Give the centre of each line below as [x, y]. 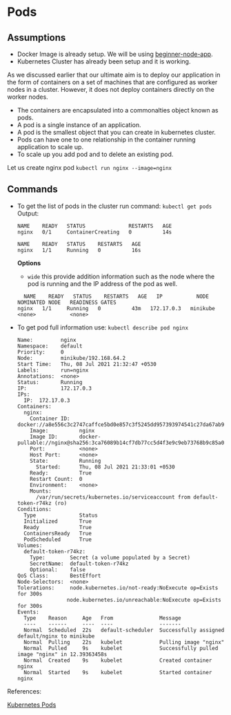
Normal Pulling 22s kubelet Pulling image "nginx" [124, 642]
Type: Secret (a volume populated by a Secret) [110, 557]
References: [24, 691]
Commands [33, 190]
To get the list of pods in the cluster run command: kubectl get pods [114, 206]
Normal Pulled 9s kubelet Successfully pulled [121, 648]
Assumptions [37, 38]
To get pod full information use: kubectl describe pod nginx [102, 327]
